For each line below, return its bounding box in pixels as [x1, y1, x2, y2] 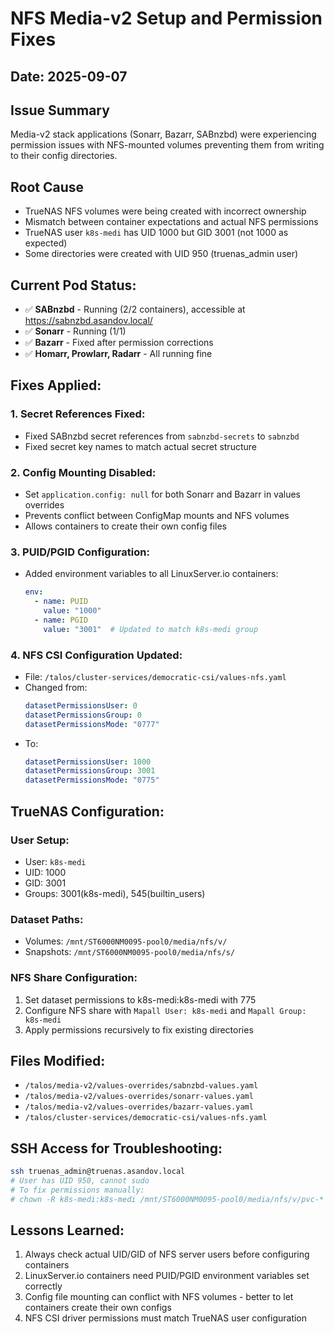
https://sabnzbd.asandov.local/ [24, 315, 153, 327]
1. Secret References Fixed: [10, 407, 146, 421]
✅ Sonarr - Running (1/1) [24, 325, 127, 337]
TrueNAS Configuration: [10, 803, 165, 820]
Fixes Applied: [10, 377, 102, 394]
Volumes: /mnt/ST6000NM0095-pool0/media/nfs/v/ [24, 935, 228, 947]
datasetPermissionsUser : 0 [24, 700, 138, 711]
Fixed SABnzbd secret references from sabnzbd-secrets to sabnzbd [24, 430, 300, 442]
